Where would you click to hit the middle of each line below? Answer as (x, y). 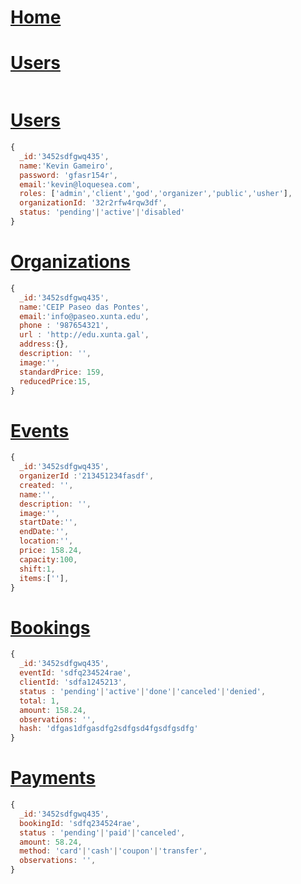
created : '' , (46, 485)
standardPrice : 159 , (62, 372)
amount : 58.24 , (51, 842)
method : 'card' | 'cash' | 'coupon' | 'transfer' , (113, 851)
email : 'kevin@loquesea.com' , (80, 184)
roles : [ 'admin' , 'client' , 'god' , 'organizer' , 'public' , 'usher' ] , (156, 194)
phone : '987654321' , (64, 326)
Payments (53, 778)
